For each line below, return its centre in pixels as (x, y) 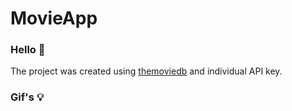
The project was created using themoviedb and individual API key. (146, 71)
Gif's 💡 (27, 97)
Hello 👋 (28, 50)
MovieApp (54, 18)
